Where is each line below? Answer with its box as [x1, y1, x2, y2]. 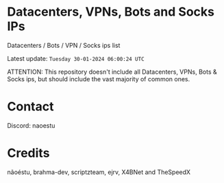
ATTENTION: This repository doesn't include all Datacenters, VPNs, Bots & [7, 68, 217, 76]
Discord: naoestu [7, 121, 55, 130]
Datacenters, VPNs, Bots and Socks [7, 4, 214, 20]
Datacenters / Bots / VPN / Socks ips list [7, 41, 121, 49]
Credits [7, 145, 50, 161]
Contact [7, 99, 54, 115]
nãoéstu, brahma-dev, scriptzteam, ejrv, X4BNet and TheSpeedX [7, 168, 190, 176]
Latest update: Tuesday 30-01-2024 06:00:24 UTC [7, 54, 145, 62]
